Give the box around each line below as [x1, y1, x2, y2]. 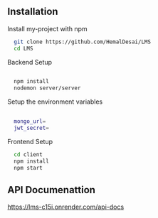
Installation [7, 6, 58, 18]
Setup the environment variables [7, 97, 103, 106]
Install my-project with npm [7, 24, 88, 33]
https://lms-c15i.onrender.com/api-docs [7, 202, 125, 212]
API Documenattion [7, 184, 96, 196]
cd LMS [14, 45, 33, 52]
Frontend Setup [7, 137, 53, 146]
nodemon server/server [14, 85, 81, 92]
